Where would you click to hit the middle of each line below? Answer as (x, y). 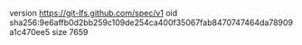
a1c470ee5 (30, 32)
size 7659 (70, 32)
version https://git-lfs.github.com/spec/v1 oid (94, 13)
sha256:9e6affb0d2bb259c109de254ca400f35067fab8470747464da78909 (151, 22)
